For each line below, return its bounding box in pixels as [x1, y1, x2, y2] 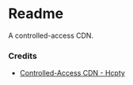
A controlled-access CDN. [8, 31, 93, 40]
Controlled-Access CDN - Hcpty [19, 68, 125, 78]
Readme [8, 5, 64, 23]
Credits [8, 50, 37, 61]
